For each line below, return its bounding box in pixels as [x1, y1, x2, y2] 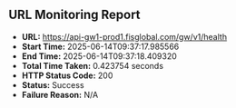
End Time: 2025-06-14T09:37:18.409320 [21, 50, 178, 62]
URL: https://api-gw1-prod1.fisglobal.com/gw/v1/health [21, 31, 228, 42]
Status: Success [21, 79, 84, 90]
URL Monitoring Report [8, 7, 142, 23]
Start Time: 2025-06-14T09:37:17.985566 [21, 41, 180, 52]
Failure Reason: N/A [21, 89, 99, 100]
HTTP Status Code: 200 [21, 70, 113, 81]
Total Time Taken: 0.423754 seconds [21, 60, 164, 71]
